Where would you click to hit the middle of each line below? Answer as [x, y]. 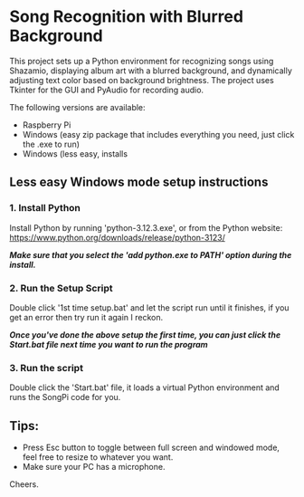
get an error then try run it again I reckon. [86, 317]
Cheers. [24, 484]
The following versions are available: [78, 107]
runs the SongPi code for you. [65, 397]
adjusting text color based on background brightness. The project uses [142, 80]
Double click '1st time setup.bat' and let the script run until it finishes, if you [149, 307]
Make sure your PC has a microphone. [94, 467]
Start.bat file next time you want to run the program [109, 344]
